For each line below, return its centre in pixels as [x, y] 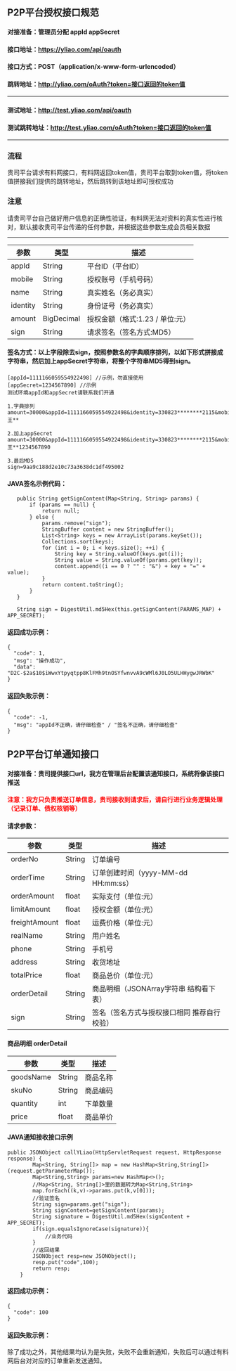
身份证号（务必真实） [122, 306]
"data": [25, 667]
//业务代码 [58, 1236]
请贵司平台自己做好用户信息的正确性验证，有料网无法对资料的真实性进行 [112, 218]
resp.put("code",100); [66, 1262]
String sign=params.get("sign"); [81, 1204]
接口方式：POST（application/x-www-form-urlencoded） [93, 67]
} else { [42, 517]
